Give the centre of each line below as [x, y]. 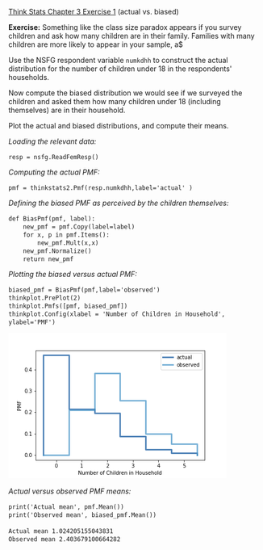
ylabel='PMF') [32, 322]
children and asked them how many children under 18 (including [115, 101]
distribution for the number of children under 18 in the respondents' [120, 69]
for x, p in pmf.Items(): [67, 235]
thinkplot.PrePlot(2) [45, 298]
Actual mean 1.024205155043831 [61, 531]
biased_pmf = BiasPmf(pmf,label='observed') [84, 290]
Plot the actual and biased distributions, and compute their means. [119, 126]
